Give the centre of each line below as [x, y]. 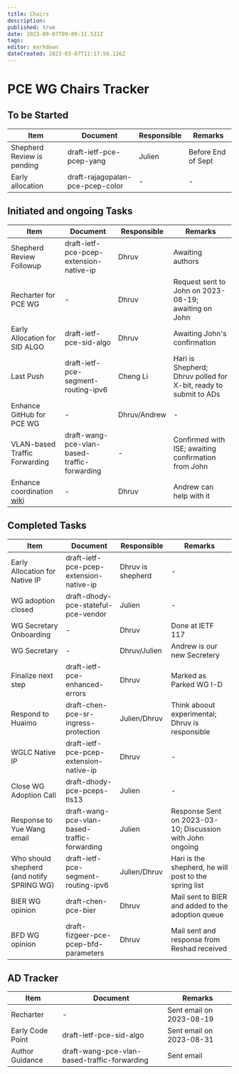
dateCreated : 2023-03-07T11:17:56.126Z [67, 54]
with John [187, 838]
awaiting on [192, 308]
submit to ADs [197, 394]
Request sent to [200, 281]
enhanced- [85, 684]
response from [195, 939]
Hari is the [187, 858]
